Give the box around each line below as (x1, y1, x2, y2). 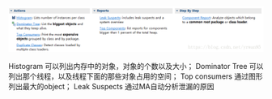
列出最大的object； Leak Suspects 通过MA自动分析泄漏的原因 (8, 82, 215, 92)
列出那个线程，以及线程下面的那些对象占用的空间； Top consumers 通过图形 (8, 71, 263, 81)
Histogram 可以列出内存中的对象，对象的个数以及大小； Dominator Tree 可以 (8, 62, 264, 71)
